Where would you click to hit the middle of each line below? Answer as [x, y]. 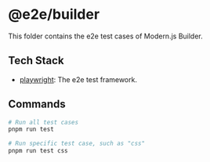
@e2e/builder [54, 14]
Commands [37, 104]
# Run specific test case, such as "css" [77, 144]
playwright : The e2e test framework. [78, 79]
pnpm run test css [38, 151]
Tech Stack [36, 61]
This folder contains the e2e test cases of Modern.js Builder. [106, 36]
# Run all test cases [43, 122]
